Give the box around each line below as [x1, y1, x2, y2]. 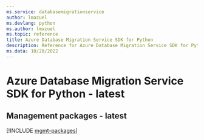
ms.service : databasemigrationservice [6, 8, 104, 15]
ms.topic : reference [6, 31, 59, 37]
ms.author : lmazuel [6, 25, 56, 32]
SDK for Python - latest [6, 87, 125, 100]
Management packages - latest [6, 111, 127, 121]
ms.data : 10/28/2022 [6, 48, 59, 54]
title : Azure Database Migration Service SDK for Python [6, 37, 154, 43]
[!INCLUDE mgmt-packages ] [6, 127, 78, 134]
